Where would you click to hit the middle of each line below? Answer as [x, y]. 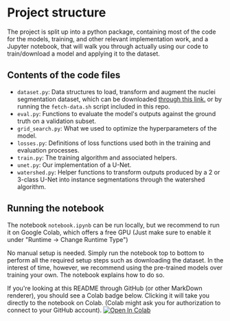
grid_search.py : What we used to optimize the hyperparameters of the [117, 128]
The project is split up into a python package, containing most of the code [112, 32]
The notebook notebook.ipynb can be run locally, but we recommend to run [113, 225]
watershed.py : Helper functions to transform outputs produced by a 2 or [118, 172]
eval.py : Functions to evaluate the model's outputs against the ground [116, 113]
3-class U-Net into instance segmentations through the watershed [111, 179]
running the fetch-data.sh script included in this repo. [93, 106]
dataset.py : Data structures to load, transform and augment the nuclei [116, 91]
